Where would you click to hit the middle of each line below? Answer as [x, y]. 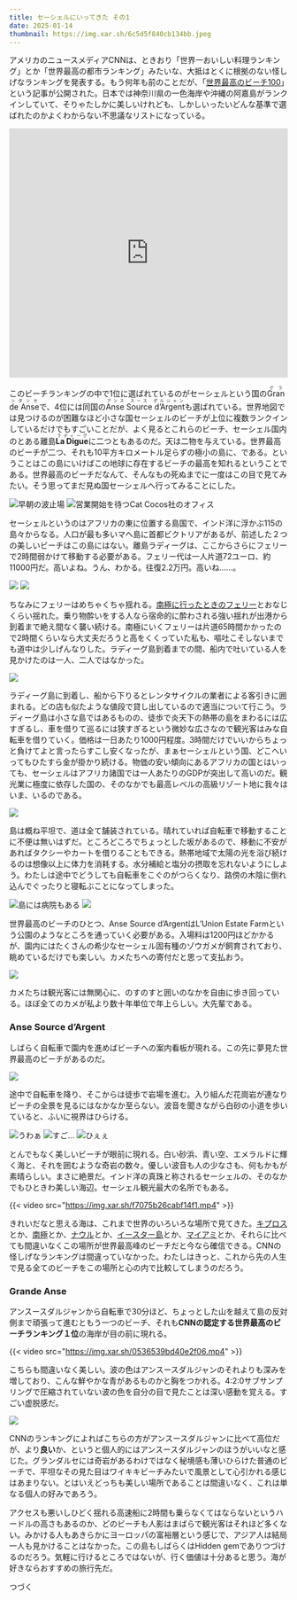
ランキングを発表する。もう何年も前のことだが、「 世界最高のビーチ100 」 [155, 82]
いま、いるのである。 [48, 795]
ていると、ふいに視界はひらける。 [71, 1116]
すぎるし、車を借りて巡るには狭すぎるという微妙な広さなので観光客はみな [145, 729]
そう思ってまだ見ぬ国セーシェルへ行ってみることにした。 [136, 486]
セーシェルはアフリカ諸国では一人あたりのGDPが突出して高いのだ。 [156, 773]
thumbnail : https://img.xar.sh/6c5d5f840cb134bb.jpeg [110, 34]
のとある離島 [32, 441]
